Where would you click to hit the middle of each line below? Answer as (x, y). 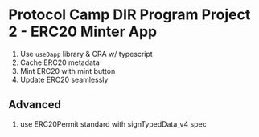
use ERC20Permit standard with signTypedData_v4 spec (113, 124)
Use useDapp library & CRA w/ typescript (86, 54)
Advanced (35, 105)
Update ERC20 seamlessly (64, 79)
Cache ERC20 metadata (60, 62)
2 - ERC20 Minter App (83, 32)
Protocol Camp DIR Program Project (129, 15)
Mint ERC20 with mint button (68, 71)
